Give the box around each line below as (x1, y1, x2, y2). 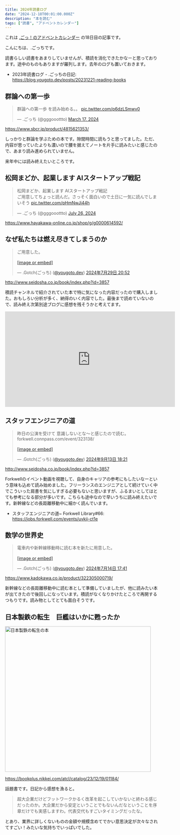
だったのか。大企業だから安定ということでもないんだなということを (16, 802, 153, 808)
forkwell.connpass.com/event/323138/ (16, 436, 95, 442)
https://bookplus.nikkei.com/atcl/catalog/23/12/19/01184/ (5, 776, 119, 782)
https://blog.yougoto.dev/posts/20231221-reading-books (12, 77, 126, 83)
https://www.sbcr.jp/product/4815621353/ (5, 126, 89, 132)
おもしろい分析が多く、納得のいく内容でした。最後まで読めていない (13, 295, 149, 301)
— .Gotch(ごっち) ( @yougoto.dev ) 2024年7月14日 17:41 (16, 565, 127, 571)
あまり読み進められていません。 (13, 148, 77, 154)
